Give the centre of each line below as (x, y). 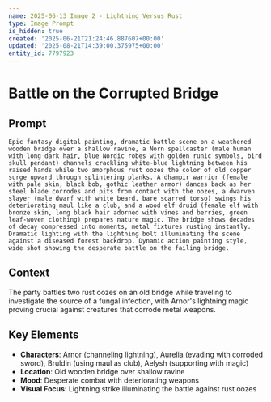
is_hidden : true (36, 31)
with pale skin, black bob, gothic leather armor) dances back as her (130, 184)
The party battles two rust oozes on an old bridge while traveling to (121, 292)
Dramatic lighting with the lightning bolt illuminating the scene (125, 234)
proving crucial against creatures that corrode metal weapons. (112, 309)
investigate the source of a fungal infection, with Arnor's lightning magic (129, 301)
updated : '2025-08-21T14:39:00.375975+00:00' (86, 46)
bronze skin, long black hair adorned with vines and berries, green (128, 213)
